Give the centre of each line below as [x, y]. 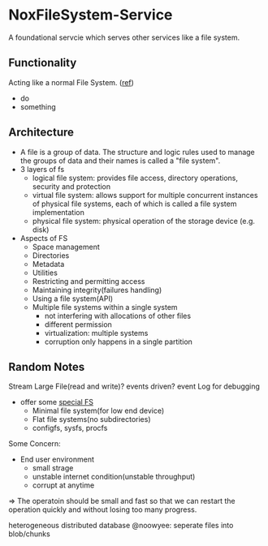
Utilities [45, 273]
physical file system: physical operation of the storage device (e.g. [144, 221]
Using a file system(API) [73, 299]
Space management [66, 247]
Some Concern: [35, 444]
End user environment [57, 459]
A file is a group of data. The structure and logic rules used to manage [138, 152]
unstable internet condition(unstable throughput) [114, 477]
